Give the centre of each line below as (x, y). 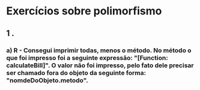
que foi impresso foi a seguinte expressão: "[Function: (87, 58)
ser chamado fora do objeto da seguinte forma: (76, 73)
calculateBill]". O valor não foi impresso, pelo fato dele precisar (100, 65)
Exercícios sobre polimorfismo (84, 11)
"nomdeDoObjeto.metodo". (47, 80)
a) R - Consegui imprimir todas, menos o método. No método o (99, 50)
